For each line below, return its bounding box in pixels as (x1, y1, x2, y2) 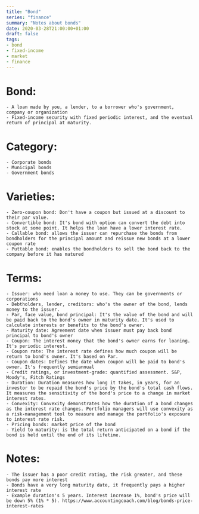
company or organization (6, 109, 68, 115)
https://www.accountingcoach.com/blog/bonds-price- (62, 498, 194, 504)
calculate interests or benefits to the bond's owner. (6, 322, 145, 329)
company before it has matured (6, 252, 84, 258)
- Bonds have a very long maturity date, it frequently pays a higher (6, 482, 185, 488)
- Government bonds (6, 170, 55, 176)
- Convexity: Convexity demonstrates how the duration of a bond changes (6, 401, 194, 407)
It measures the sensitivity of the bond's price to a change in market (6, 390, 191, 396)
